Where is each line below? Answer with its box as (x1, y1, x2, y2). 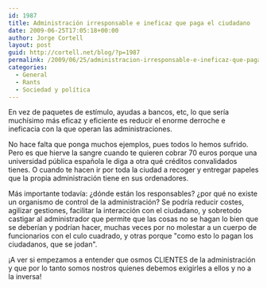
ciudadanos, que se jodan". (8, 239, 98, 249)
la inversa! (8, 272, 42, 282)
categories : (8, 64, 48, 72)
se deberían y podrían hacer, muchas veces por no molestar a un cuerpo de (8, 223, 257, 232)
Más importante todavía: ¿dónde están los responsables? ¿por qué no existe (8, 189, 258, 199)
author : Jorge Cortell (8, 33, 83, 42)
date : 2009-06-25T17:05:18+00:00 (8, 26, 119, 34)
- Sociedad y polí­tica (15, 85, 91, 94)
